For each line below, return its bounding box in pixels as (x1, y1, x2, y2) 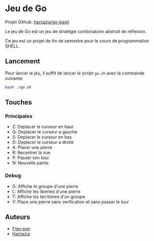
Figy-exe (12, 226, 30, 232)
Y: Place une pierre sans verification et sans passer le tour (12, 199, 129, 204)
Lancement (5, 57, 40, 66)
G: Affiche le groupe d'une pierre (12, 183, 79, 189)
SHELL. (5, 43, 20, 49)
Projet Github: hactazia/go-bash (5, 19, 70, 25)
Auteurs (5, 213, 31, 221)
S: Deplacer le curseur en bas (12, 134, 72, 140)
